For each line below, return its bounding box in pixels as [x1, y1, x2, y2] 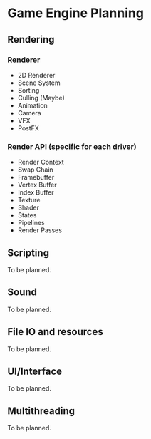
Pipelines [17, 219, 45, 227]
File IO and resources [7, 326, 103, 338]
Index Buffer [17, 188, 55, 197]
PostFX [17, 123, 39, 133]
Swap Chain [17, 165, 53, 174]
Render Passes [17, 226, 63, 234]
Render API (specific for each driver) [7, 141, 137, 151]
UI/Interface [7, 366, 63, 377]
